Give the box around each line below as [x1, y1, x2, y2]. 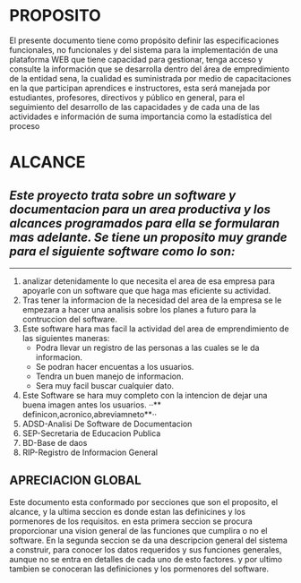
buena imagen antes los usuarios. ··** [21, 399, 161, 410]
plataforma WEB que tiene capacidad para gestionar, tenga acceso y [9, 54, 263, 64]
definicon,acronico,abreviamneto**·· [21, 408, 157, 419]
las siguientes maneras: [21, 332, 110, 343]
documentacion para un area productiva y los [9, 201, 271, 217]
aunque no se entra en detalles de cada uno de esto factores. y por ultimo [9, 553, 283, 564]
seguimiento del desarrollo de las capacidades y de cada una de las [9, 101, 260, 112]
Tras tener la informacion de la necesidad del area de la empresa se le [21, 295, 282, 305]
